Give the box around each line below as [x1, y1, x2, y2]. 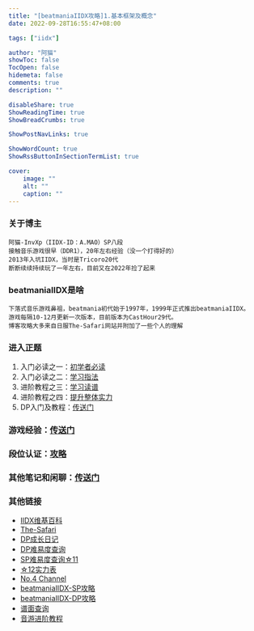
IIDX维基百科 [19, 515, 63, 526]
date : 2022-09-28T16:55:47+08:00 [8, 19, 121, 28]
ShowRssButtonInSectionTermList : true [8, 153, 139, 161]
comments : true [8, 78, 60, 87]
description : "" [8, 86, 63, 94]
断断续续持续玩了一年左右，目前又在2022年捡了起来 [8, 264, 156, 272]
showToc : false [8, 56, 60, 65]
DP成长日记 [19, 535, 59, 544]
